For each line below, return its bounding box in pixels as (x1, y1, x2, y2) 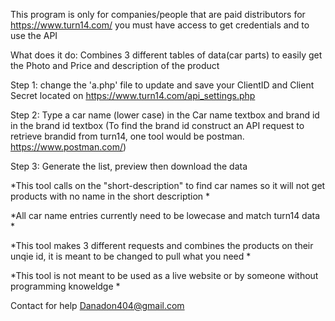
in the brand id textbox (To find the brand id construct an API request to (10, 120, 305, 131)
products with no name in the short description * (10, 190, 211, 202)
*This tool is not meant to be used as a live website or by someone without (10, 270, 319, 281)
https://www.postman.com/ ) (10, 141, 127, 153)
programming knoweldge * (10, 280, 121, 292)
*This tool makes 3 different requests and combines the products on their (10, 240, 314, 251)
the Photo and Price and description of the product (10, 60, 220, 71)
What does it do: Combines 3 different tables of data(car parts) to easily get (10, 49, 323, 61)
